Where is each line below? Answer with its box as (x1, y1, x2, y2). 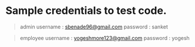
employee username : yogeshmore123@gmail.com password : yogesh (19, 34, 190, 41)
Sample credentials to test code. (5, 4, 167, 17)
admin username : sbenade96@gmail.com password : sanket (19, 23, 168, 30)
